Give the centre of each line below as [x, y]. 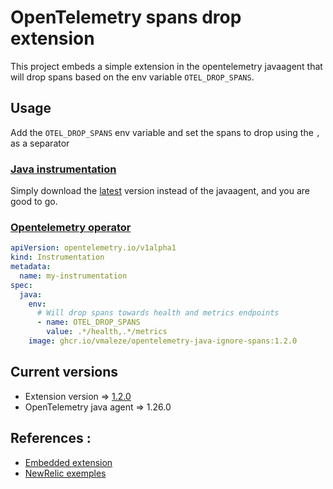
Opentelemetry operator [71, 227]
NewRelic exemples [65, 473]
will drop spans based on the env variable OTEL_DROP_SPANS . [132, 77]
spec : [21, 285]
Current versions [64, 372]
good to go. [34, 202]
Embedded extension [68, 462]
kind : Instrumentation [57, 257]
